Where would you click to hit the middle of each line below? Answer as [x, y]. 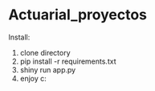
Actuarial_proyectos [77, 15]
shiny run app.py [48, 69]
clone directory [45, 52]
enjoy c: [33, 78]
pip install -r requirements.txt [68, 61]
